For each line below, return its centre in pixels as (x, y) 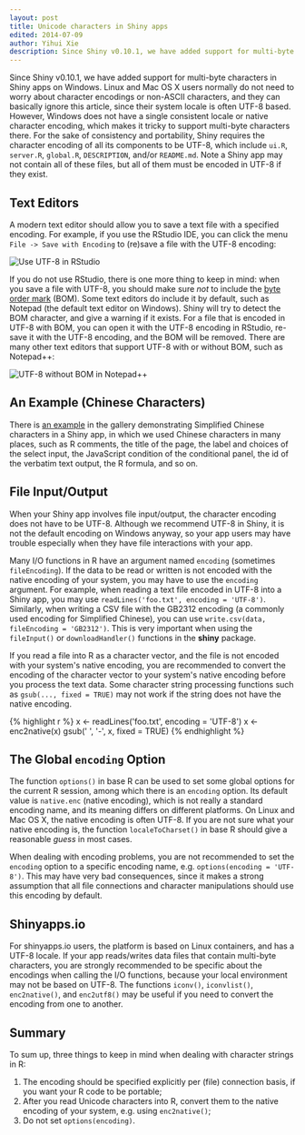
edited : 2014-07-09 (46, 35)
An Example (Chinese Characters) (108, 402)
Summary (38, 1033)
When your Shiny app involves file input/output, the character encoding (143, 514)
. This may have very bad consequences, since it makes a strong (143, 876)
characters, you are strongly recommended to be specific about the (136, 966)
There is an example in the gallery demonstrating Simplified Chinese (137, 425)
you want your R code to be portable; (92, 1091)
